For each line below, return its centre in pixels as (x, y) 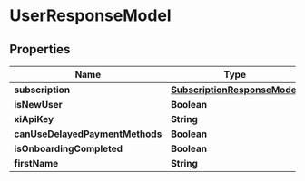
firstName (36, 163)
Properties (40, 49)
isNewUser (39, 105)
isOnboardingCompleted (69, 148)
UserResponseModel (90, 16)
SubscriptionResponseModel (235, 90)
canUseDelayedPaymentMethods (88, 134)
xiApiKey (34, 119)
